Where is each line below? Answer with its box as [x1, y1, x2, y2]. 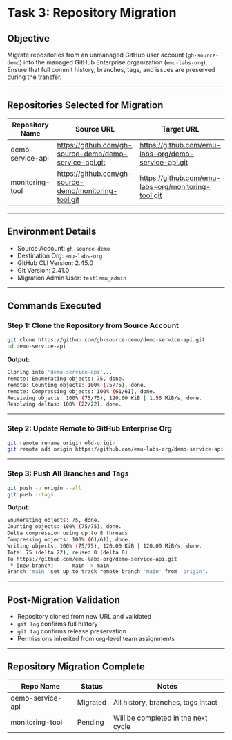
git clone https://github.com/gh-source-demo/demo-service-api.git [7, 336, 206, 343]
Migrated [77, 697, 107, 707]
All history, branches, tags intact [113, 697, 218, 707]
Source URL [75, 124, 115, 134]
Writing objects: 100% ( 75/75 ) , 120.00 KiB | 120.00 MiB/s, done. [7, 542, 202, 550]
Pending [77, 717, 105, 727]
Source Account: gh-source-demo [17, 244, 110, 252]
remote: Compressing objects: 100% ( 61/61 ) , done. [7, 388, 156, 395]
